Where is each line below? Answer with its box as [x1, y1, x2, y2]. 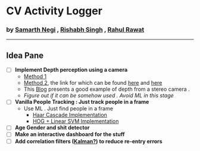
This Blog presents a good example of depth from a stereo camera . [23, 85, 190, 93]
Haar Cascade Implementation [32, 112, 107, 119]
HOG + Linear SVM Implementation [32, 118, 119, 125]
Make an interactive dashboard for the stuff [14, 131, 125, 138]
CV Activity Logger [6, 4, 103, 18]
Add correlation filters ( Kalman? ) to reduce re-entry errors [14, 137, 162, 144]
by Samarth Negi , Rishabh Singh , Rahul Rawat [6, 26, 145, 34]
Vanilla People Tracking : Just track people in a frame [14, 98, 149, 106]
